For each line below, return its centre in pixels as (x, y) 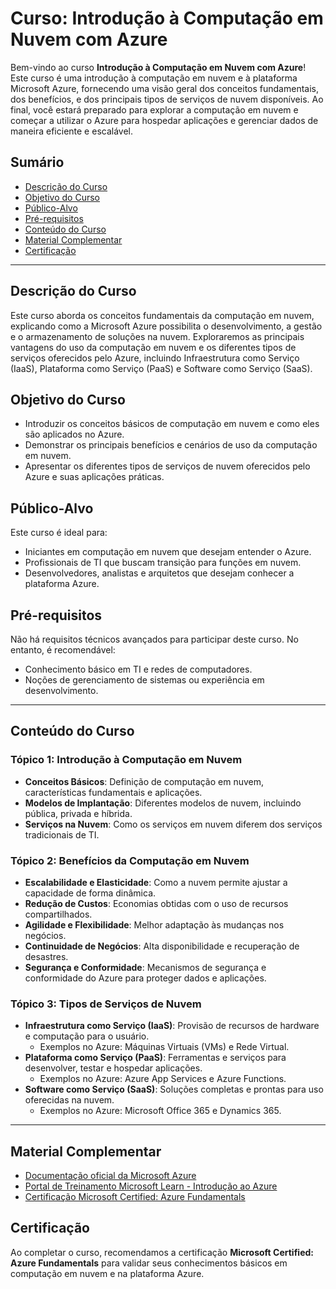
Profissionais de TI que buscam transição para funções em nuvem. (163, 563)
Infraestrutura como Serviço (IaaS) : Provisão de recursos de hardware (172, 1026)
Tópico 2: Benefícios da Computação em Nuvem (130, 860)
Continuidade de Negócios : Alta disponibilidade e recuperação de (162, 946)
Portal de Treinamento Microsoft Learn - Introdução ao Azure (151, 1186)
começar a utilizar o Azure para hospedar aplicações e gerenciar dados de (164, 120)
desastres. (46, 956)
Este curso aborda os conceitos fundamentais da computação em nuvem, (162, 315)
